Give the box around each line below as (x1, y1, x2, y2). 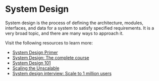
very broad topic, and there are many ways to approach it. (5, 30, 124, 36)
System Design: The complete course (12, 54, 89, 60)
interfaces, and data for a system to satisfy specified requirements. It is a (5, 25, 155, 31)
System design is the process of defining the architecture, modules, (5, 20, 144, 26)
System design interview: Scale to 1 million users (12, 70, 112, 76)
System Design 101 (12, 60, 51, 66)
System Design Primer (12, 49, 58, 55)
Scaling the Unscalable (12, 65, 59, 71)
